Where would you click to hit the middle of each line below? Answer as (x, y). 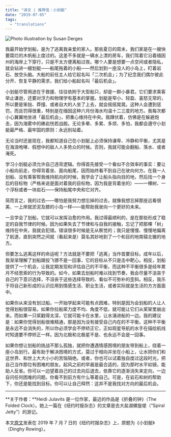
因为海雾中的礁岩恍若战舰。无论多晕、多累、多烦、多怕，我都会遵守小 (88, 124)
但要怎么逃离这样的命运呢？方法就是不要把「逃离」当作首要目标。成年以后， (85, 254)
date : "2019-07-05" (26, 15)
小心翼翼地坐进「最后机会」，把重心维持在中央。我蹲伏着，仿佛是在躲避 (80, 117)
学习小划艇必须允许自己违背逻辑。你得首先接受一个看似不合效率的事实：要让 (85, 164)
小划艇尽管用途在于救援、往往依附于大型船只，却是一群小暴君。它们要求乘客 (85, 92)
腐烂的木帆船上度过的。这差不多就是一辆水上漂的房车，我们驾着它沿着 (83, 55)
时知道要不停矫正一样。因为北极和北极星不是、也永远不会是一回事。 (77, 335)
